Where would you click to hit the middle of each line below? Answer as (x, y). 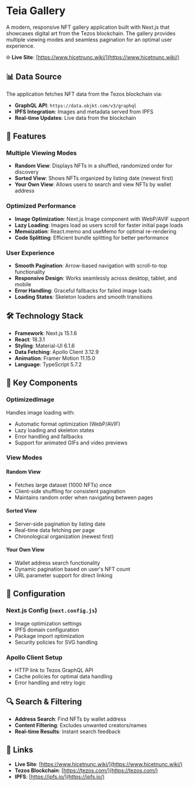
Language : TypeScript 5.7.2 (48, 364)
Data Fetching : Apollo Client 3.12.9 (56, 352)
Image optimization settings (48, 623)
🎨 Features (26, 136)
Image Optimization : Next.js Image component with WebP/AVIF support (102, 219)
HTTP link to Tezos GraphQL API (54, 670)
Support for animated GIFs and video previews (71, 443)
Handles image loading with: (41, 412)
